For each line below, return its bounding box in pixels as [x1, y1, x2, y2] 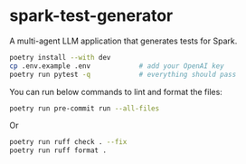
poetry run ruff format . [9, 146, 107, 155]
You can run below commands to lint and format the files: [9, 86, 223, 97]
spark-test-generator [9, 5, 174, 26]
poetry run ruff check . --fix [9, 138, 128, 147]
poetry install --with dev [9, 53, 111, 62]
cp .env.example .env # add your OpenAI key [9, 61, 224, 71]
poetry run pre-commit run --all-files [9, 103, 160, 113]
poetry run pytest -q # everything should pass [9, 70, 237, 79]
